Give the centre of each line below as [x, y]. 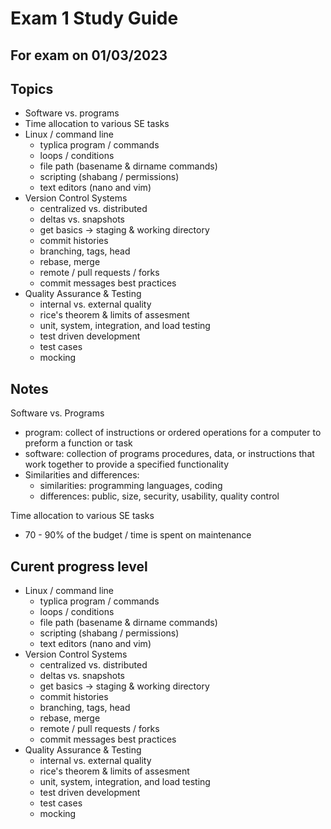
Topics [32, 88]
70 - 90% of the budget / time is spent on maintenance [138, 535]
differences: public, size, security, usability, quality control [159, 496]
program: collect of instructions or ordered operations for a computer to [173, 433]
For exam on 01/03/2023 [89, 55]
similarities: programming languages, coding [131, 486]
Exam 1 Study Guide [94, 18]
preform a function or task [78, 443]
